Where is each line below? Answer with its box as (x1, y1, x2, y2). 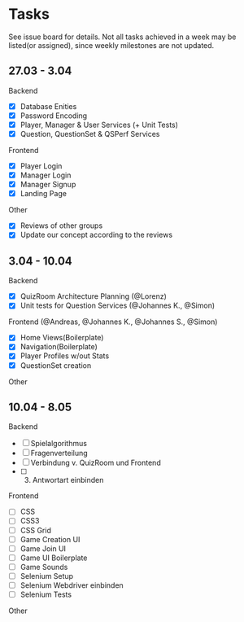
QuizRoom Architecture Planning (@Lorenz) (20, 291, 167, 301)
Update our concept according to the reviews (20, 230, 173, 240)
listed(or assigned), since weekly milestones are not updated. (8, 40, 215, 50)
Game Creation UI (20, 534, 81, 544)
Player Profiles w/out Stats (20, 351, 110, 361)
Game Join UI (20, 543, 67, 554)
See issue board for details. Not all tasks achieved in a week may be (8, 32, 237, 42)
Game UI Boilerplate (20, 553, 88, 563)
